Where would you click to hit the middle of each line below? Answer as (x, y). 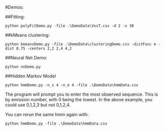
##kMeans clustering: (27, 35)
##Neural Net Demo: (26, 58)
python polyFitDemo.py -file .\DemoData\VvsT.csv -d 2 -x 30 (70, 26)
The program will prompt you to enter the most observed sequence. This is (82, 94)
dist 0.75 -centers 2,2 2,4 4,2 (38, 49)
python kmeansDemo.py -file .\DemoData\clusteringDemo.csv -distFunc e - (83, 44)
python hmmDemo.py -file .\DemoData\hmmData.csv (56, 124)
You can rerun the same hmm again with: (47, 114)
